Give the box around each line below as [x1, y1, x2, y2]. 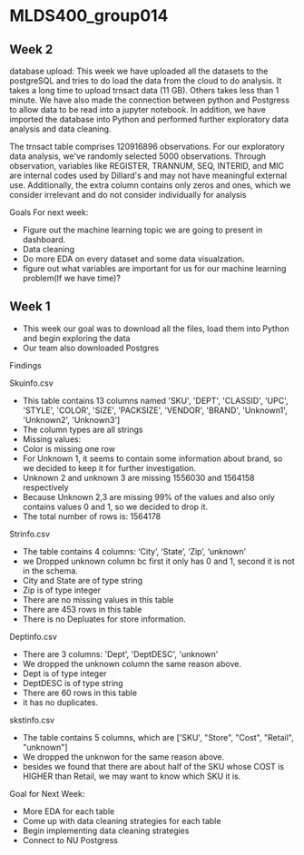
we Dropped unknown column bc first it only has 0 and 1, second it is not [22, 555, 295, 566]
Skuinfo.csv [9, 378, 54, 388]
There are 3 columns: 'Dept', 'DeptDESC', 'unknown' [22, 648, 219, 659]
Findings [9, 359, 43, 370]
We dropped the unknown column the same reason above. [22, 658, 242, 669]
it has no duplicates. [22, 696, 99, 708]
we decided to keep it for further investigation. [22, 462, 197, 473]
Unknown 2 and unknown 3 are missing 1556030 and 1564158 [22, 472, 255, 483]
